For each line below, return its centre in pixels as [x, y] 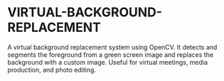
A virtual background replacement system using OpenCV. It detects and [112, 47]
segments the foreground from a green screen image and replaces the [111, 55]
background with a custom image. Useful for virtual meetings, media [108, 62]
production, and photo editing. [52, 70]
